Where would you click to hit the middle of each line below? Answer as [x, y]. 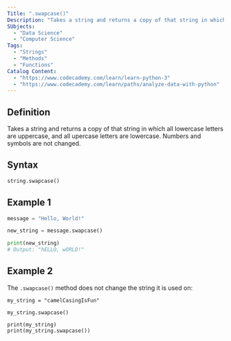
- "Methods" [31, 59]
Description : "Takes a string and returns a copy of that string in [107, 20]
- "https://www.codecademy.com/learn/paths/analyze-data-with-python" [117, 84]
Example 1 [29, 203]
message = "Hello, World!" [46, 218]
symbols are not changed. [44, 144]
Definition [29, 112]
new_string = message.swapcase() [55, 231]
